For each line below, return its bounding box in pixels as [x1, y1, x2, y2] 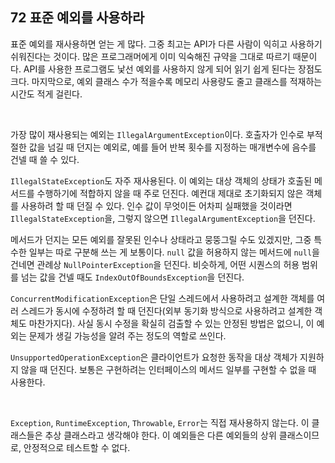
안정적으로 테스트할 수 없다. [23, 441, 131, 453]
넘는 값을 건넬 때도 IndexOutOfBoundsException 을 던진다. [20, 271, 245, 283]
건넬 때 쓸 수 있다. [10, 153, 80, 165]
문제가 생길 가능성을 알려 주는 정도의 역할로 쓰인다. [28, 329, 227, 342]
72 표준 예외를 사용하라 [10, 9, 145, 27]
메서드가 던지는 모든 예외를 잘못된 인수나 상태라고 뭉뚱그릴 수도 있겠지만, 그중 [10, 233, 312, 245]
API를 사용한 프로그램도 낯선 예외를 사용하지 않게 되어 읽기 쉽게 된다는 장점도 [23, 63, 323, 75]
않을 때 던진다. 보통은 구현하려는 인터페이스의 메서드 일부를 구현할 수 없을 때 [20, 363, 317, 375]
